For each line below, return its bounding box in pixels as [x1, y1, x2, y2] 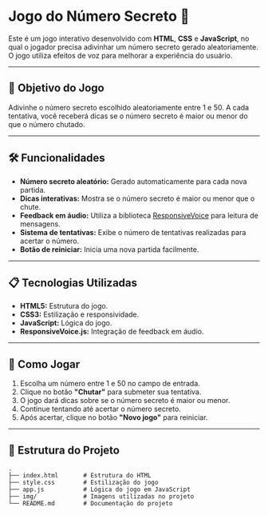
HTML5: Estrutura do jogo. [19, 301, 108, 311]
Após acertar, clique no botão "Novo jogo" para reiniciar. [19, 413, 208, 422]
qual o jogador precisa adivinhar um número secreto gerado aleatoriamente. [8, 42, 259, 51]
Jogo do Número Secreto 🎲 [8, 7, 190, 26]
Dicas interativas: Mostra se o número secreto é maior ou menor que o [19, 194, 255, 203]
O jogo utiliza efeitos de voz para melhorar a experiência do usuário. [8, 50, 233, 60]
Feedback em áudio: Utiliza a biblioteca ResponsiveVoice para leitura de [19, 210, 259, 220]
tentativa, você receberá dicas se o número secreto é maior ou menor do [8, 111, 249, 121]
